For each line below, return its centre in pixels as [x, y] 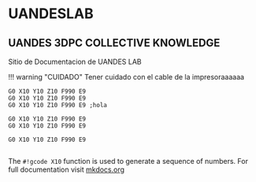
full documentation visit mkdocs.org [66, 169]
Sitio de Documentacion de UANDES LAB [75, 61]
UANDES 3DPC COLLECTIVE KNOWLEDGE [114, 43]
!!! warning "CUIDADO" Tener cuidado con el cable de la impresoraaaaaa [126, 77]
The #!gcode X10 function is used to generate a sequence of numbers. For [128, 161]
